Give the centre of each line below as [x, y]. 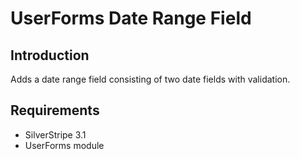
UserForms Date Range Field [131, 18]
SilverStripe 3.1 [55, 134]
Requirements [55, 110]
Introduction [50, 55]
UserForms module [64, 145]
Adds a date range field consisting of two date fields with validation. [150, 79]
